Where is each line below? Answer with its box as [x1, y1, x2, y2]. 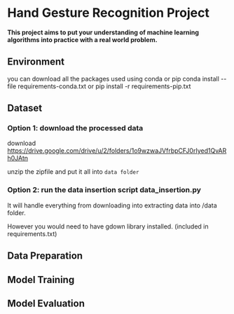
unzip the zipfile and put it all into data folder [7, 168, 139, 176]
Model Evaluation [7, 297, 85, 309]
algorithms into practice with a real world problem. [7, 35, 158, 43]
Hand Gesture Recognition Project [7, 5, 210, 21]
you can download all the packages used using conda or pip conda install [7, 74, 219, 83]
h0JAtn [7, 154, 29, 163]
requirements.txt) [7, 229, 57, 238]
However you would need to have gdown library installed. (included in [7, 222, 209, 231]
